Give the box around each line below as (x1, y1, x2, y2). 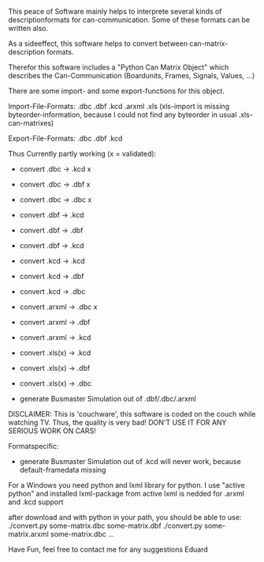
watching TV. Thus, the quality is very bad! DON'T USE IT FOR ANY (8, 418, 227, 427)
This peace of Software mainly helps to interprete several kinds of (8, 7, 222, 16)
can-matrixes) (8, 119, 54, 127)
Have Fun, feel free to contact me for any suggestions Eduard (8, 545, 209, 554)
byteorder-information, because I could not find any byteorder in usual (8, 110, 237, 119)
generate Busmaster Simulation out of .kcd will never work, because (19, 457, 242, 466)
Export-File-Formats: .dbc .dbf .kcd (8, 134, 123, 143)
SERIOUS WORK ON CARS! (8, 426, 96, 436)
